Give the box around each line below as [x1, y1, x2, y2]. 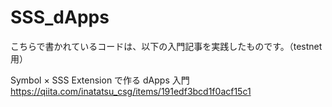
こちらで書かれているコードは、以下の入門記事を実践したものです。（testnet [10, 40, 323, 52]
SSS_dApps [10, 6, 110, 29]
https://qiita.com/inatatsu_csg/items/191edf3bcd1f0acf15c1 [10, 85, 252, 97]
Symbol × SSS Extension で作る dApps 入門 [10, 74, 190, 86]
